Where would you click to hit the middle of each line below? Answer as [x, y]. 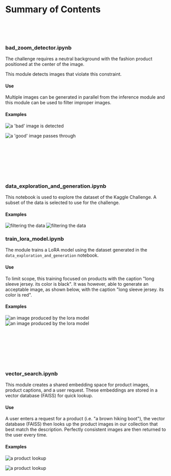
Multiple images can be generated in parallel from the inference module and [85, 97]
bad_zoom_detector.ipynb [39, 48]
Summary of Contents [53, 9]
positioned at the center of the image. [45, 64]
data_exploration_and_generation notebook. [52, 255]
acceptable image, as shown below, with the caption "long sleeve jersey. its [85, 289]
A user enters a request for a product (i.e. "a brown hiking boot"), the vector [85, 419]
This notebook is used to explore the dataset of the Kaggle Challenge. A [81, 197]
